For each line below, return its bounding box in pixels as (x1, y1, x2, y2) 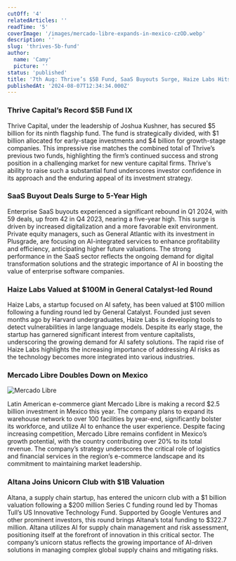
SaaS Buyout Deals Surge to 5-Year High (7, 191, 147, 201)
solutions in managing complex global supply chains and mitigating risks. (7, 546, 219, 554)
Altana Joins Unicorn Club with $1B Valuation (7, 477, 165, 487)
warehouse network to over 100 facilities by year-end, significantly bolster (7, 415, 222, 423)
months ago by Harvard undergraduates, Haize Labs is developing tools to (7, 316, 223, 324)
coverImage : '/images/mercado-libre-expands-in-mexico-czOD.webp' (7, 30, 206, 37)
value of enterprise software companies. (7, 266, 125, 275)
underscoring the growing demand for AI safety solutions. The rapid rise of (7, 338, 224, 347)
